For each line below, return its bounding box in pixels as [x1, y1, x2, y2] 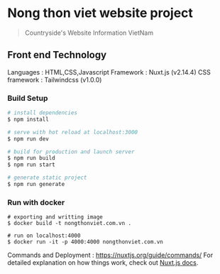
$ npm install [7, 116, 50, 123]
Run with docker [7, 197, 65, 207]
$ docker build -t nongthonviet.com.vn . [7, 220, 132, 227]
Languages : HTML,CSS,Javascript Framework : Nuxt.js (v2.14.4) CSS [7, 67, 211, 76]
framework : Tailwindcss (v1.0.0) [7, 75, 102, 84]
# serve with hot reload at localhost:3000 [7, 128, 138, 136]
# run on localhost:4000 [7, 232, 81, 239]
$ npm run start [7, 161, 55, 168]
